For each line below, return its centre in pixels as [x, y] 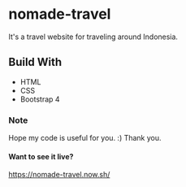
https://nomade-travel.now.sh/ [59, 175]
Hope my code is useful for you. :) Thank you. [85, 138]
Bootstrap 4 [40, 99]
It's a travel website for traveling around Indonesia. [93, 37]
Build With [35, 62]
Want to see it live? [41, 156]
